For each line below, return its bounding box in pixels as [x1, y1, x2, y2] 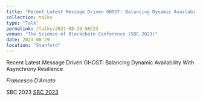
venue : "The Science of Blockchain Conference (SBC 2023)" [6, 31, 158, 37]
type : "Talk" [6, 20, 39, 26]
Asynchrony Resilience [6, 65, 63, 72]
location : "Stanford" [6, 43, 61, 49]
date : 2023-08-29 [6, 37, 50, 43]
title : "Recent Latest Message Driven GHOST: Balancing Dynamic [6, 8, 172, 15]
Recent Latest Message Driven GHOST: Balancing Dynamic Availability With [6, 58, 195, 66]
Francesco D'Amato [6, 76, 56, 84]
